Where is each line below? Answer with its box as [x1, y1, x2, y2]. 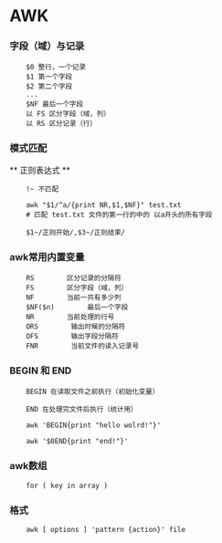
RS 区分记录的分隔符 [26, 274, 122, 283]
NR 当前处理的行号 [26, 312, 115, 322]
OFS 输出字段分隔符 [26, 332, 119, 341]
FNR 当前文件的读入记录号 [26, 341, 140, 351]
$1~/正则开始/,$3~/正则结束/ [26, 227, 126, 237]
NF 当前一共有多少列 [26, 293, 122, 302]
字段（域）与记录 [9, 40, 85, 53]
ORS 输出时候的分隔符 [26, 322, 126, 331]
